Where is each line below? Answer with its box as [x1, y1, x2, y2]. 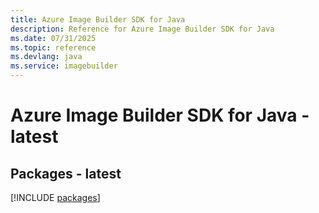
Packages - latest [10, 165, 122, 182]
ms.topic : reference [10, 42, 97, 53]
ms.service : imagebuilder [10, 61, 118, 71]
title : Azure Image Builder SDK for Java [10, 14, 186, 25]
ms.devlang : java [10, 52, 83, 62]
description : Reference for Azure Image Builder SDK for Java [10, 24, 275, 34]
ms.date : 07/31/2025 [10, 33, 97, 43]
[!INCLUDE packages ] [10, 192, 101, 203]
